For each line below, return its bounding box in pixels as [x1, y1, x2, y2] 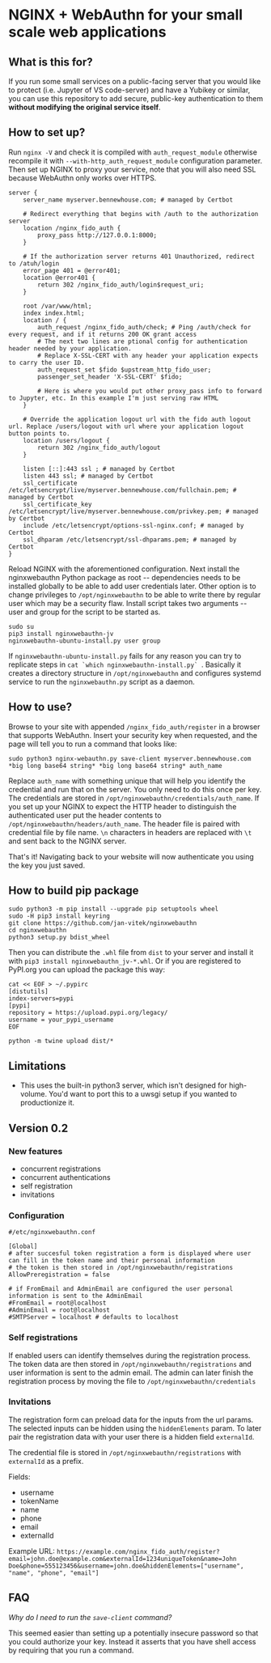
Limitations [8, 1058, 66, 1073]
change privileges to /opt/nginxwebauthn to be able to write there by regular [8, 589, 261, 600]
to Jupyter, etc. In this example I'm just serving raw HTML [8, 394, 219, 402]
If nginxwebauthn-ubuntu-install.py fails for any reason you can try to [8, 651, 242, 660]
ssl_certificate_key [23, 500, 92, 508]
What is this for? [8, 55, 93, 69]
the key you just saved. [8, 860, 86, 870]
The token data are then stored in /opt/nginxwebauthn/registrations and [8, 1359, 252, 1368]
